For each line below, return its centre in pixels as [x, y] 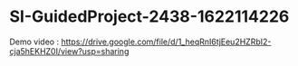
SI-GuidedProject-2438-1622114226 [149, 17]
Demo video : [34, 42]
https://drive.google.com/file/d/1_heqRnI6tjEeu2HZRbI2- [166, 42]
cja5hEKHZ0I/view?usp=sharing [69, 51]
